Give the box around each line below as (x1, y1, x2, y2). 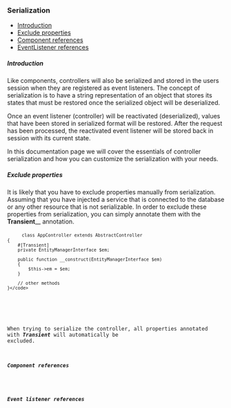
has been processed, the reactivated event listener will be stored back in (7, 127, 214, 135)
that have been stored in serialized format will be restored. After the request (7, 120, 223, 128)
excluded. (7, 337, 36, 344)
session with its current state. (7, 134, 91, 142)
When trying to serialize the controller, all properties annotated (7, 326, 208, 333)
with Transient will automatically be (7, 331, 119, 339)
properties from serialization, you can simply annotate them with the (7, 210, 201, 219)
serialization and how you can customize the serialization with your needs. (7, 155, 219, 163)
